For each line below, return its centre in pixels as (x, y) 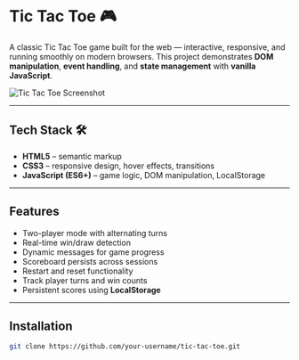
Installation (41, 326)
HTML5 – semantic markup (72, 156)
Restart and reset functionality (77, 271)
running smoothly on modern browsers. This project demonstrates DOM (141, 56)
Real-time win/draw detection (77, 242)
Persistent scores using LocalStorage (92, 290)
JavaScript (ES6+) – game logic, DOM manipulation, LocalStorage (144, 175)
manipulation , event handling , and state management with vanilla (133, 66)
